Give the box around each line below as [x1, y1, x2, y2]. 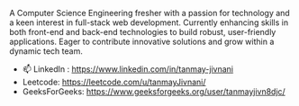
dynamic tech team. [9, 46, 83, 57]
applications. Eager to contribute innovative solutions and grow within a [9, 36, 275, 47]
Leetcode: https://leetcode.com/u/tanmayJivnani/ [22, 76, 206, 87]
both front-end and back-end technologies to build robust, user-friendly [9, 27, 276, 37]
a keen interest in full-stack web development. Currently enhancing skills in [9, 17, 289, 28]
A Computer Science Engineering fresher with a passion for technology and [9, 8, 290, 18]
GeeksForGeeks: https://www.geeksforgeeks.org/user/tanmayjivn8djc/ [22, 86, 285, 97]
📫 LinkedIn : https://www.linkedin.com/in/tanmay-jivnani [22, 64, 234, 75]
